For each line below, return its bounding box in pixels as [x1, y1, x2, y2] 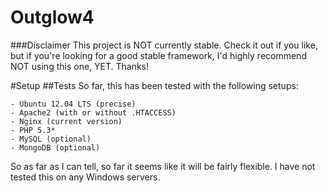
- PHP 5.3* [10, 125, 56, 135]
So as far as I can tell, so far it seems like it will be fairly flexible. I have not [10, 160, 316, 172]
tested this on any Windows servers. [10, 171, 161, 183]
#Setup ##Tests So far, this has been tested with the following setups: [10, 79, 299, 91]
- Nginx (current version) [10, 116, 123, 126]
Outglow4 [10, 6, 95, 29]
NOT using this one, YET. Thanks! [10, 60, 150, 72]
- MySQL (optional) [10, 134, 92, 144]
